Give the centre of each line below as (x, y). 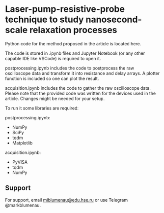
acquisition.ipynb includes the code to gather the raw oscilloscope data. (78, 88)
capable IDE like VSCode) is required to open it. (53, 58)
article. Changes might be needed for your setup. (55, 98)
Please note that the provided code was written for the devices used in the (81, 93)
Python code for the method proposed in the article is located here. (73, 43)
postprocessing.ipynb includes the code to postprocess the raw (70, 68)
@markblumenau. (23, 205)
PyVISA (20, 162)
